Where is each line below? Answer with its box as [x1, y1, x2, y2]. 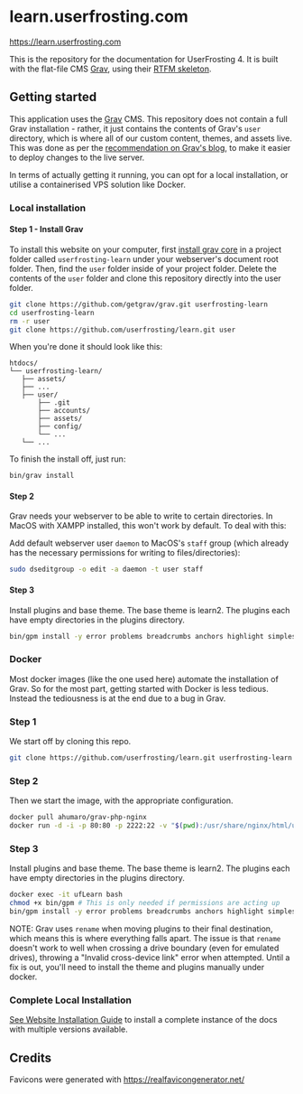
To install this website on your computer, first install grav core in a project [9, 244, 282, 255]
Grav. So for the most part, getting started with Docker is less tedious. [9, 683, 269, 694]
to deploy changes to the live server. [9, 152, 145, 163]
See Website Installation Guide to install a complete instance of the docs [9, 1015, 278, 1025]
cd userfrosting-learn [9, 308, 95, 317]
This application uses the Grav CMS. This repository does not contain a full [9, 113, 289, 124]
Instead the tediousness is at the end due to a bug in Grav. [9, 693, 226, 704]
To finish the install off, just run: [9, 453, 126, 464]
